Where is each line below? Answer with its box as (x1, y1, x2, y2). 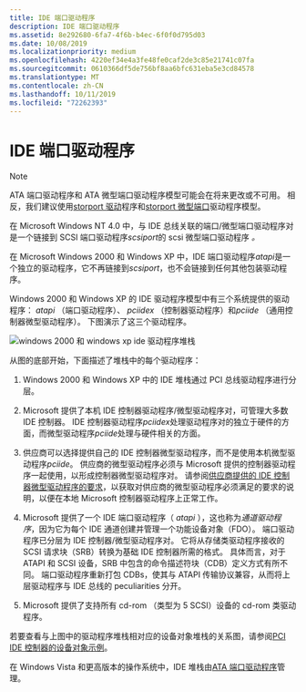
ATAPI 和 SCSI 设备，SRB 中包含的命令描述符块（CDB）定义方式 (22, 558, 264, 569)
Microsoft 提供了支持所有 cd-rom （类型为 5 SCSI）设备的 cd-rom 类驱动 (22, 600, 297, 611)
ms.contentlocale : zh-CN (9, 81, 104, 90)
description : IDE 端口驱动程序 (9, 22, 120, 31)
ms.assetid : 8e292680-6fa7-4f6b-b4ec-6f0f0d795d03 (9, 30, 206, 39)
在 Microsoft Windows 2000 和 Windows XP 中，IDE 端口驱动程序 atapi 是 (9, 252, 283, 263)
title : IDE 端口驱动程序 (9, 13, 96, 23)
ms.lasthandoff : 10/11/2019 (9, 89, 117, 98)
